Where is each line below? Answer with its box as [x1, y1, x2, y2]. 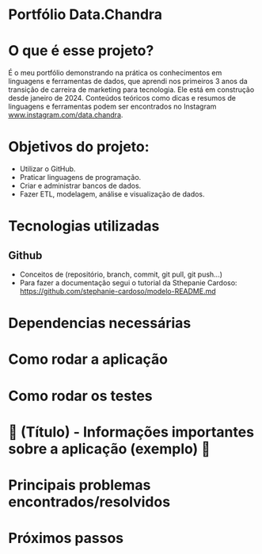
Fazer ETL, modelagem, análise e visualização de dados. [19, 189, 205, 199]
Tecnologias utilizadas [8, 217, 160, 235]
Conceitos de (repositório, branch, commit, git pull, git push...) [19, 269, 223, 279]
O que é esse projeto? [8, 42, 154, 60]
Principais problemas [8, 476, 151, 494]
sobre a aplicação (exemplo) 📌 [8, 440, 211, 457]
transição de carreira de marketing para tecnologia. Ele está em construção [8, 85, 255, 94]
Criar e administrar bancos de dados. [19, 181, 142, 191]
